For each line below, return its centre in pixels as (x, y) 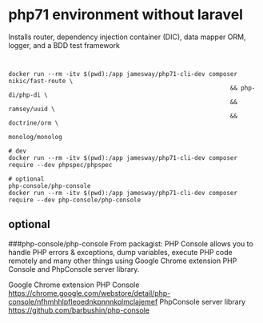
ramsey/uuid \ (32, 109)
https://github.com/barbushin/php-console (79, 310)
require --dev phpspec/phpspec (60, 165)
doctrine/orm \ (34, 123)
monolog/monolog (35, 137)
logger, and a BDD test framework (64, 45)
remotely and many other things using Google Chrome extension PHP (123, 261)
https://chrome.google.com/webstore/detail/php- (90, 293)
